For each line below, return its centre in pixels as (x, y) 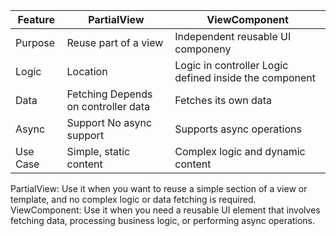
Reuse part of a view (115, 42)
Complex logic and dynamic (240, 151)
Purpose (35, 42)
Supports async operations (238, 129)
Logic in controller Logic (231, 65)
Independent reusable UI (233, 36)
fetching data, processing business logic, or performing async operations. (162, 220)
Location (87, 71)
